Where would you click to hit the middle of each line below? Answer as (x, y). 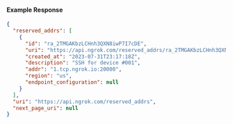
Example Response (35, 10)
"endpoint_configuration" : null (72, 82)
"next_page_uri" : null (46, 108)
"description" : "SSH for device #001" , (82, 63)
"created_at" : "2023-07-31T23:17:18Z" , (82, 56)
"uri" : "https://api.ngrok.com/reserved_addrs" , (85, 101)
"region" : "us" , (48, 76)
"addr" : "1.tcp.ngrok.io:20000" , (73, 69)
